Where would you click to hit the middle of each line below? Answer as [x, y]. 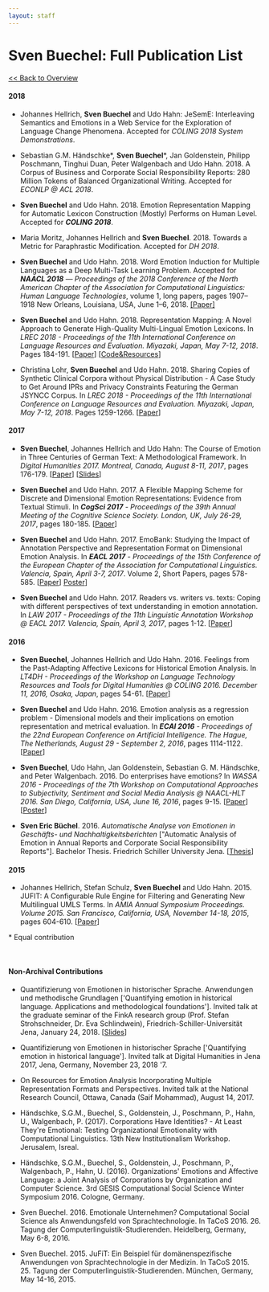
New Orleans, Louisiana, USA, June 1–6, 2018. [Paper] [126, 304]
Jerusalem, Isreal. [49, 1147]
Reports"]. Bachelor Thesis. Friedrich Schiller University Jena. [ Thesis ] [137, 852]
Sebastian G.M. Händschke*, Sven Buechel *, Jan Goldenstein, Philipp [135, 155]
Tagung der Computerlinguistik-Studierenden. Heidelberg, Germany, [133, 1229]
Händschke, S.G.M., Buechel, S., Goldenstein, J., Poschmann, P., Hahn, [137, 1113]
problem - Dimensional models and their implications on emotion [127, 718]
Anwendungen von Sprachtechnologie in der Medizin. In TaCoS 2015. [135, 1261]
